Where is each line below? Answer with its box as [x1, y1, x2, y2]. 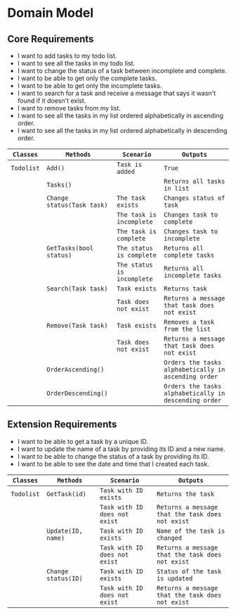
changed [157, 533, 183, 542]
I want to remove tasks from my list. [17, 104, 122, 112]
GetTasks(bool [46, 244, 93, 252]
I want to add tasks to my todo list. [17, 51, 117, 60]
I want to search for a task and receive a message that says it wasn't [17, 89, 216, 97]
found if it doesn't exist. [17, 96, 86, 105]
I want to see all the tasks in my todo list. [17, 59, 136, 68]
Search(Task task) [46, 285, 108, 293]
